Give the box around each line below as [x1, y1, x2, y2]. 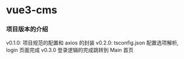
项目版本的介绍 [6, 25, 48, 34]
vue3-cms [6, 3, 57, 17]
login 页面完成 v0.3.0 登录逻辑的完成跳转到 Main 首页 [6, 47, 134, 54]
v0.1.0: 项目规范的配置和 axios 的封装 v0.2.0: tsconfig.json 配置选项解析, [6, 39, 179, 46]
